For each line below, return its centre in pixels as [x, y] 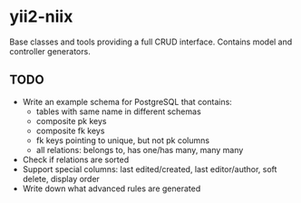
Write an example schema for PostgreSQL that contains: [127, 101]
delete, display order [61, 179]
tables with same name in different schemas [118, 111]
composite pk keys [71, 121]
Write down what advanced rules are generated [112, 188]
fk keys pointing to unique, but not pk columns [123, 140]
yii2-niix [41, 17]
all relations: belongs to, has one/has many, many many [140, 150]
